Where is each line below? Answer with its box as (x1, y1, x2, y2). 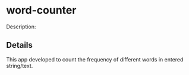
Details (6, 40, 33, 50)
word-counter (6, 4, 77, 17)
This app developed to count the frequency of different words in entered (6, 56, 184, 63)
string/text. (6, 62, 33, 69)
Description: (6, 23, 36, 30)
